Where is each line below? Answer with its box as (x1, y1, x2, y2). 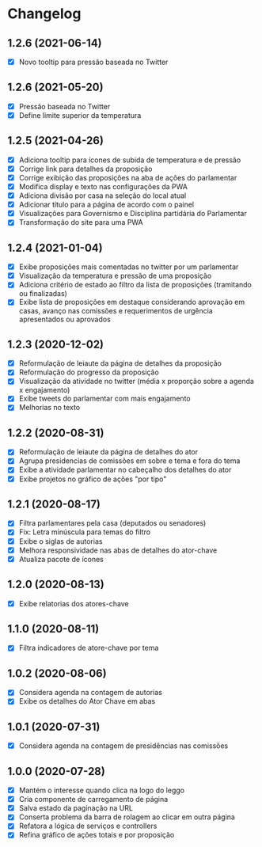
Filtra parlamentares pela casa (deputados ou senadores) (18, 518, 207, 528)
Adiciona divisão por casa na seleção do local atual (18, 191, 187, 200)
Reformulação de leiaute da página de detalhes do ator (18, 447, 199, 457)
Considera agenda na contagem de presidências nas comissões (18, 741, 229, 750)
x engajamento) (18, 386, 70, 395)
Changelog (7, 5, 82, 23)
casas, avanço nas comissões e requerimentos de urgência (18, 306, 213, 316)
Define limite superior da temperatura (18, 110, 142, 120)
